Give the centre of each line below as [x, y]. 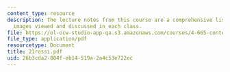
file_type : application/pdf [47, 39]
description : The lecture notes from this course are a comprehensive [110, 20]
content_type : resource [41, 13]
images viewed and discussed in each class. [78, 26]
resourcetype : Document [41, 45]
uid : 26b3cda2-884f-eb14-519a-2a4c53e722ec [70, 58]
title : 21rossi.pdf [35, 52]
